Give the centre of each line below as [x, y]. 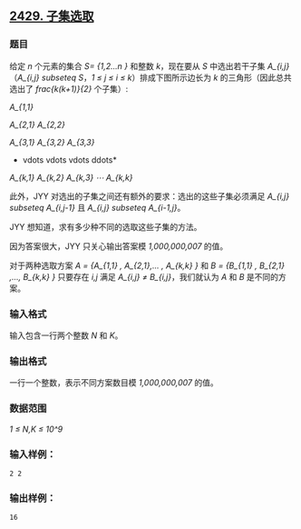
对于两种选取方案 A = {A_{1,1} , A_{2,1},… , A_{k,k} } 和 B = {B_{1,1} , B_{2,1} [147, 265]
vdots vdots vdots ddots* [70, 160]
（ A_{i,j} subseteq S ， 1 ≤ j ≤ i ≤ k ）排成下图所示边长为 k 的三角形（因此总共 [150, 77]
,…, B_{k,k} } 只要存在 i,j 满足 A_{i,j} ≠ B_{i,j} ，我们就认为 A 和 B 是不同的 [144, 276]
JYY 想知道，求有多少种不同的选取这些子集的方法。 [106, 226]
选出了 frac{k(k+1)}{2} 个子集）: [69, 88]
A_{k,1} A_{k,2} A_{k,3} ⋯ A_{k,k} [71, 177]
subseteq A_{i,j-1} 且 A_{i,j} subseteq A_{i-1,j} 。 [97, 207]
